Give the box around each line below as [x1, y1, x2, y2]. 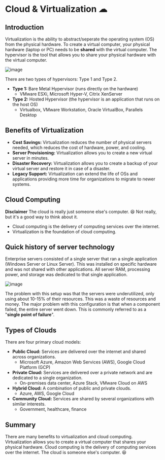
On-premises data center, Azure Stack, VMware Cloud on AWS [19, 380, 148, 386]
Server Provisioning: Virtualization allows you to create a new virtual [12, 149, 153, 156]
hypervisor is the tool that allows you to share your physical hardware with [5, 52, 156, 58]
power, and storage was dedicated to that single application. [5, 272, 128, 278]
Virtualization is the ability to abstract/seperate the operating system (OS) [5, 36, 155, 42]
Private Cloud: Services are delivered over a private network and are [12, 370, 153, 376]
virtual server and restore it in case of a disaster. [12, 165, 111, 171]
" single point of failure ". [5, 312, 55, 318]
